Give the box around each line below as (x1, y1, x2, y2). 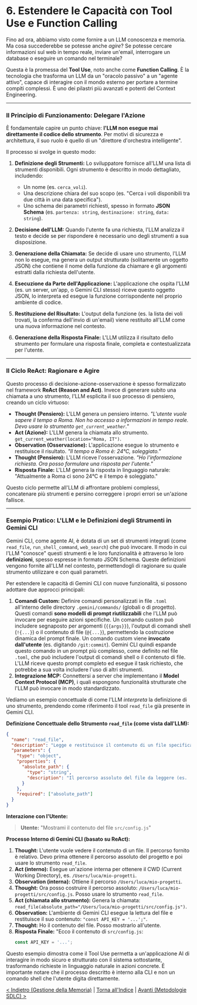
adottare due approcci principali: (6, 586, 85, 593)
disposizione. (14, 239, 47, 246)
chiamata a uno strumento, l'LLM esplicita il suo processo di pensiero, (6, 392, 175, 400)
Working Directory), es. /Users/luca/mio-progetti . (14, 872, 137, 879)
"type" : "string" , (27, 769, 72, 775)
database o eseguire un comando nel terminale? (6, 55, 123, 62)
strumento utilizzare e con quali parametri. (6, 568, 108, 575)
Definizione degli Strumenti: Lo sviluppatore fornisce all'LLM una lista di (14, 160, 191, 167)
